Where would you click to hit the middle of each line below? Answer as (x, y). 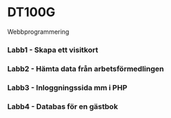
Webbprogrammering (38, 32)
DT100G (31, 12)
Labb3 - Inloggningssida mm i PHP (68, 87)
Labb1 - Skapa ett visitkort (53, 50)
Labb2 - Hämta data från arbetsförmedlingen (85, 69)
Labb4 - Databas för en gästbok (63, 106)
